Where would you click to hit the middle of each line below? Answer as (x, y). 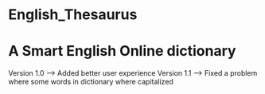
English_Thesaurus (73, 15)
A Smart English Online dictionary (122, 51)
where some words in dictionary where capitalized (91, 82)
